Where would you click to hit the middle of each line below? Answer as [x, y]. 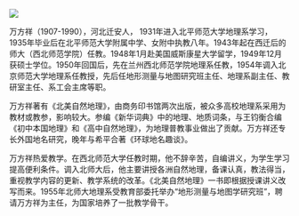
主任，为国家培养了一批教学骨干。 [110, 203]
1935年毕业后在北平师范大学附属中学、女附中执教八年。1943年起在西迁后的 [148, 43]
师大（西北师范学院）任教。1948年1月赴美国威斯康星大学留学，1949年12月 [146, 54]
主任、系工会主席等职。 [68, 87]
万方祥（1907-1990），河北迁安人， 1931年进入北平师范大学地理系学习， [141, 32]
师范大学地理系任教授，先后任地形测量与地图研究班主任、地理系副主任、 [149, 76]
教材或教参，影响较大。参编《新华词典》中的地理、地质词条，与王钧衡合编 [145, 117]
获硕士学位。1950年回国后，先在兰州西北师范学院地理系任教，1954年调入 [144, 65]
